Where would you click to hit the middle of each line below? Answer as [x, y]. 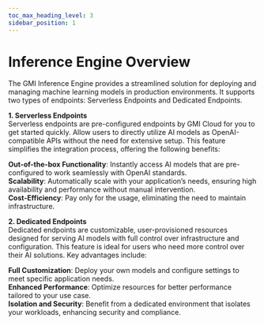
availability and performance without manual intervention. [102, 189]
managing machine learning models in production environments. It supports [132, 92]
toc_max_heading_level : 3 [51, 15]
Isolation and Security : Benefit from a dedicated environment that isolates [129, 304]
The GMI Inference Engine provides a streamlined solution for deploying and [132, 84]
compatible [26, 141]
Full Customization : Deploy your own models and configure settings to [124, 271]
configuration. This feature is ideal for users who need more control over [126, 247]
